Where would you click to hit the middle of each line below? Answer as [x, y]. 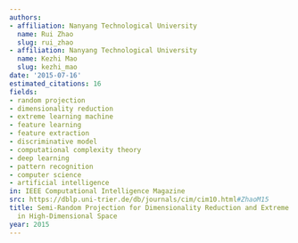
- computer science [46, 174]
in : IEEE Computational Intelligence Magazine [97, 191]
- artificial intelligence [59, 183]
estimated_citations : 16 [55, 84]
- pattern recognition [51, 166]
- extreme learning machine [62, 117]
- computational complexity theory [75, 150]
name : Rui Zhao [46, 34]
